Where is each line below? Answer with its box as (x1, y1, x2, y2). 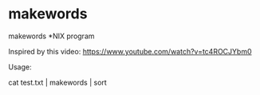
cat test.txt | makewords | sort (8, 77, 108, 87)
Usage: (8, 61, 32, 72)
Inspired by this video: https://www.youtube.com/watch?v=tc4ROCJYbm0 (8, 46, 252, 56)
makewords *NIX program (8, 31, 95, 41)
